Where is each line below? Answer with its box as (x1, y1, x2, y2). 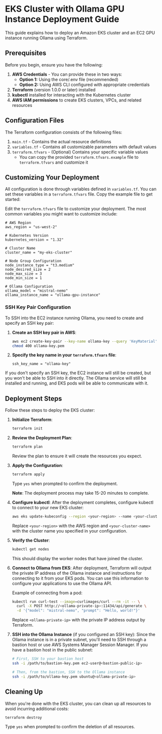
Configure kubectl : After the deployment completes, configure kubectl (12, 499, 154, 505)
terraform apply (12, 472, 45, 477)
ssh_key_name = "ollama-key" (12, 362, 71, 367)
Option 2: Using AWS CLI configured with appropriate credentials (19, 82, 150, 87)
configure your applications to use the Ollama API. (12, 580, 112, 586)
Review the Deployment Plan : (12, 435, 73, 441)
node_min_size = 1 (5, 276, 42, 281)
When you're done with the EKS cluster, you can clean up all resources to (5, 701, 151, 706)
